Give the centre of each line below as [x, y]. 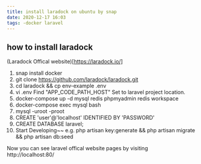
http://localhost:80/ [31, 155]
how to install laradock [50, 47]
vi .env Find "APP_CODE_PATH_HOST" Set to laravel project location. [100, 92]
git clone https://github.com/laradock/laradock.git [77, 80]
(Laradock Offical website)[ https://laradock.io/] [65, 62]
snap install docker [39, 73]
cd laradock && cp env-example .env [61, 86]
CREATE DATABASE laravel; [49, 124]
